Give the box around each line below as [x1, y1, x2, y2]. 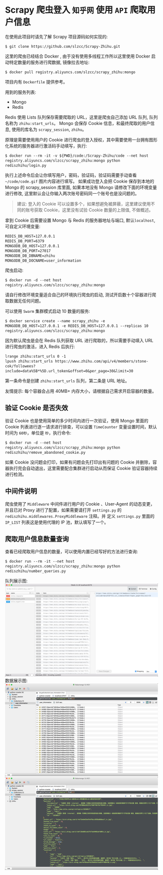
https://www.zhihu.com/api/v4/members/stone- [55, 359, 149, 364]
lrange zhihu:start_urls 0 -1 [5, 354, 66, 359]
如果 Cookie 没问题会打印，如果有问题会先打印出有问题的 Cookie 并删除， [5, 459, 153, 465]
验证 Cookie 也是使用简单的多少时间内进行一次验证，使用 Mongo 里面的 [5, 418, 149, 424]
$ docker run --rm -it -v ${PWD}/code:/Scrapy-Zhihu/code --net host [5, 153, 149, 158]
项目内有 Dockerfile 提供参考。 [5, 79, 68, 84]
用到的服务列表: [5, 89, 36, 95]
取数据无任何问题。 [5, 298, 44, 304]
